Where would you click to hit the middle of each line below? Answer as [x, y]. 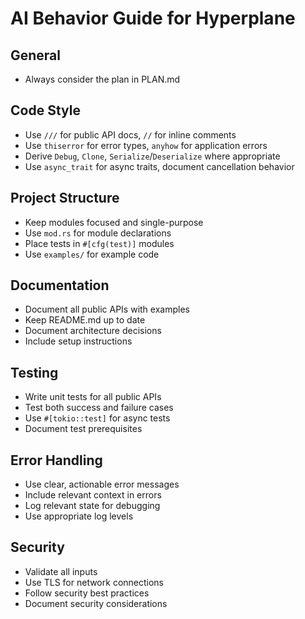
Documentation [60, 285]
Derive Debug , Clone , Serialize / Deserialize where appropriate [152, 156]
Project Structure [65, 198]
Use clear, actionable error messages [102, 484]
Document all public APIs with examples [107, 309]
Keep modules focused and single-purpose [114, 222]
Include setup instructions [78, 341]
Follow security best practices [87, 593]
